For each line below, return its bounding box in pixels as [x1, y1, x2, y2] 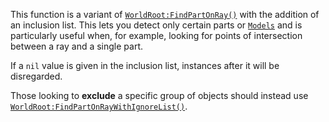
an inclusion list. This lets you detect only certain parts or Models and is [10, 19, 303, 31]
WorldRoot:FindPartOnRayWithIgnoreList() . [10, 100, 188, 112]
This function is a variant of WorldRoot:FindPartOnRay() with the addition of [10, 9, 320, 20]
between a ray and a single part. [10, 40, 144, 52]
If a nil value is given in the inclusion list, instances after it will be [10, 60, 280, 71]
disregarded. [10, 70, 63, 82]
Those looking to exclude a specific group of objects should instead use [10, 90, 309, 101]
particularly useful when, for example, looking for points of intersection [10, 30, 303, 41]
